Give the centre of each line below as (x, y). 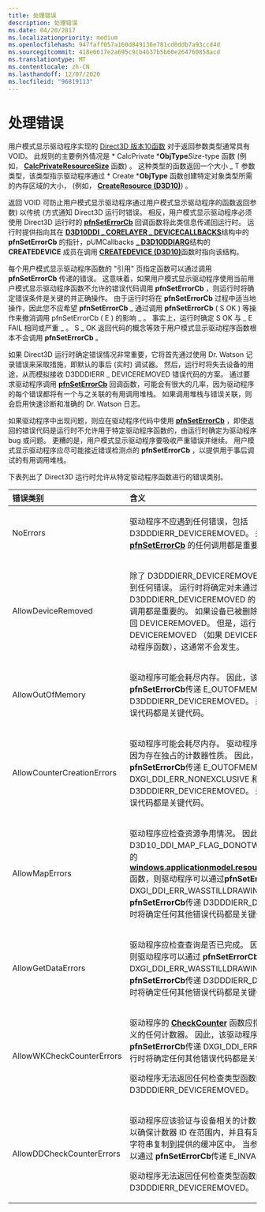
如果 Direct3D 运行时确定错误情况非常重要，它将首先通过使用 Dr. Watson (126, 355)
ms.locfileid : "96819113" (50, 81)
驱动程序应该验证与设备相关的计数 (193, 1120)
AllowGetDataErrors (49, 968)
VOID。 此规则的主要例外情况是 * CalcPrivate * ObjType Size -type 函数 (122, 156)
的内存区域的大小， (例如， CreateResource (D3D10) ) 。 (100, 186)
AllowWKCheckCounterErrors (67, 1056)
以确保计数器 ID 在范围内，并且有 (191, 1132)
